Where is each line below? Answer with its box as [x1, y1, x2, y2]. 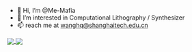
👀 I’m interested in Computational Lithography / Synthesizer [16, 14, 185, 22]
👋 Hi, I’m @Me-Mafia [16, 7, 76, 14]
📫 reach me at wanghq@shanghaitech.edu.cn [16, 21, 148, 29]
